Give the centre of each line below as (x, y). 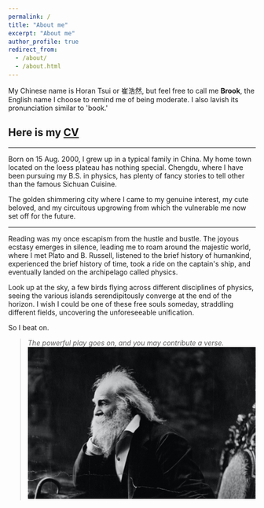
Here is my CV (44, 133)
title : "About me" (38, 25)
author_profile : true (44, 42)
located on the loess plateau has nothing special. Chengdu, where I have (126, 167)
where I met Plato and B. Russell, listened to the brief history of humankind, (130, 255)
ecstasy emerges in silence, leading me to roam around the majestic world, (130, 247)
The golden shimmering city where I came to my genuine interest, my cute (128, 199)
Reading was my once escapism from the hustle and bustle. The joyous (124, 238)
